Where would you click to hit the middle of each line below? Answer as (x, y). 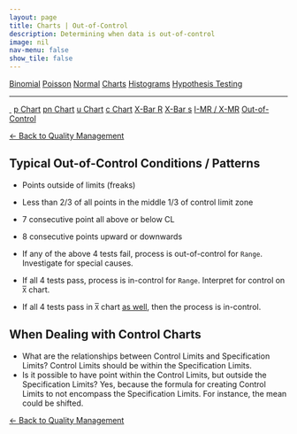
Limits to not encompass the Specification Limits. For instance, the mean (154, 393)
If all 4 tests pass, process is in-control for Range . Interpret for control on (153, 280)
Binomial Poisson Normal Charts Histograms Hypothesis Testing (126, 84)
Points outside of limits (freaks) (79, 185)
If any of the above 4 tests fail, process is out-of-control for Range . (142, 253)
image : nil (29, 42)
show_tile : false (41, 58)
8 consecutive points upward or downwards (102, 236)
